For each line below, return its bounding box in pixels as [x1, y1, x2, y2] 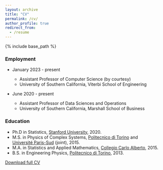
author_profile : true [5, 21, 49, 26]
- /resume [9, 30, 29, 35]
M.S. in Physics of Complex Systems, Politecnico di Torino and [12, 134, 138, 140]
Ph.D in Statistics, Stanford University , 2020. [12, 129, 102, 135]
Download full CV [5, 159, 41, 165]
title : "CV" [5, 12, 29, 17]
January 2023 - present [12, 67, 61, 73]
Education [5, 118, 30, 125]
